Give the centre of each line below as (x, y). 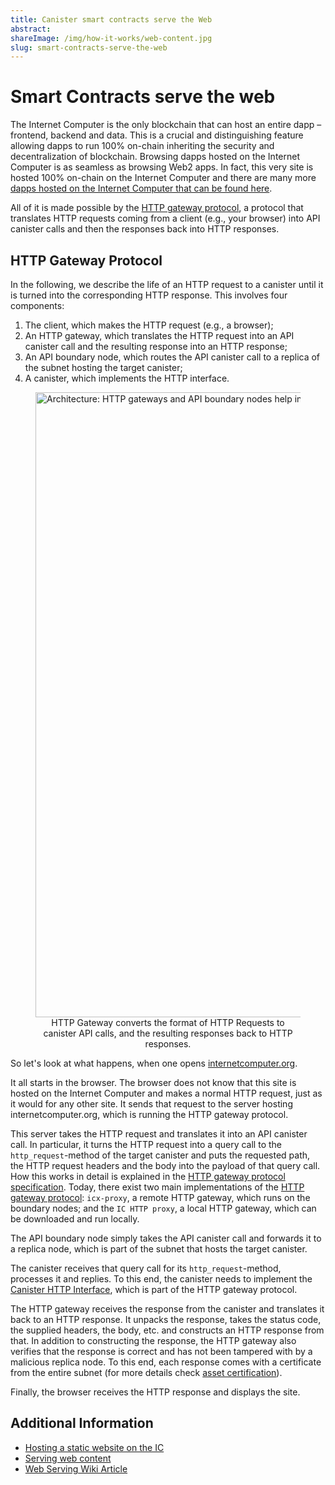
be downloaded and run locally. (75, 1219)
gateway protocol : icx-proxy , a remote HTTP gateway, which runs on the (160, 1197)
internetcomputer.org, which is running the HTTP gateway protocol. (149, 1114)
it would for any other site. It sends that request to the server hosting (151, 1104)
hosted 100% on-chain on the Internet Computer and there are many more (163, 178)
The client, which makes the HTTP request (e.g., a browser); (149, 325)
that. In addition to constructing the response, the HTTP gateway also (153, 1340)
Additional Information (82, 1423)
